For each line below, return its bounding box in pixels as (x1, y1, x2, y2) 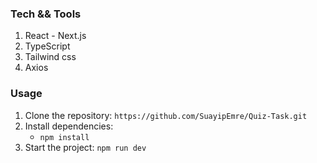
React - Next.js (24, 30, 87, 42)
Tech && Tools (10, 7, 82, 21)
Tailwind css (24, 51, 77, 63)
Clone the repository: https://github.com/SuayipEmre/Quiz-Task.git (24, 109, 308, 121)
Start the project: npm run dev (24, 141, 147, 153)
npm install (39, 132, 90, 142)
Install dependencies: (24, 120, 114, 132)
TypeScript (24, 40, 71, 52)
